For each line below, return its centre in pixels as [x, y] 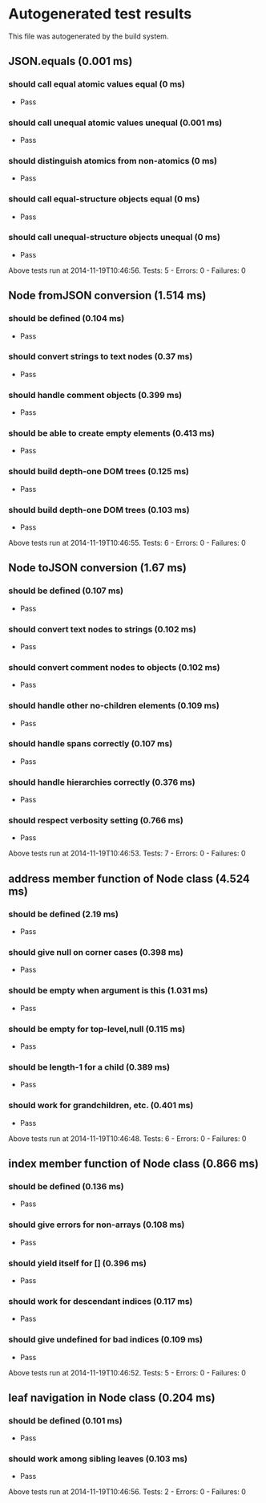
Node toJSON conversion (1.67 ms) [97, 568]
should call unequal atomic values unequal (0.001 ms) [115, 123]
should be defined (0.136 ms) [66, 1186]
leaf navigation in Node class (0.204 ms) [112, 1397]
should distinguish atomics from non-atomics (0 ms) [113, 160]
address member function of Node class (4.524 [129, 878]
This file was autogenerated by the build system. [89, 36]
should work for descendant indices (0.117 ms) [101, 1301]
